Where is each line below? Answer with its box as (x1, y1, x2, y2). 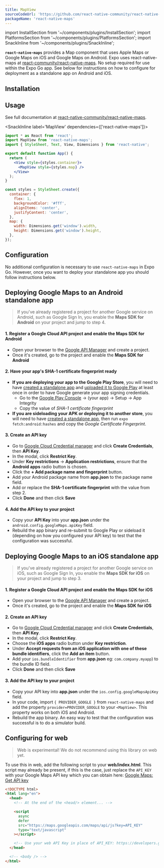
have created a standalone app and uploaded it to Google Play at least (12, 384, 154, 390)
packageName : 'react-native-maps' (5, 16, 76, 21)
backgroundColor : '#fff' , (14, 201, 67, 206)
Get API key (5, 777, 29, 783)
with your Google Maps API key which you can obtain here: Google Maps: (5, 772, 153, 778)
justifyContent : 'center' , (14, 210, 69, 215)
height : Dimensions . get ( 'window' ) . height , (14, 228, 102, 233)
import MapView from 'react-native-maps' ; (5, 138, 93, 142)
